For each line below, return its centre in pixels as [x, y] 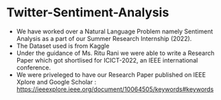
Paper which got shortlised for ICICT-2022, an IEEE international [107, 60]
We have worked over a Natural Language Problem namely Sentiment [115, 31]
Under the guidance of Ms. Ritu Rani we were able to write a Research [115, 53]
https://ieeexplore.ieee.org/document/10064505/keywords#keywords [115, 89]
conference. [34, 67]
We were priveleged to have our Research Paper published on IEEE [111, 74]
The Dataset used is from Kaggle [63, 46]
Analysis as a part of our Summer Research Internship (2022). [104, 38]
